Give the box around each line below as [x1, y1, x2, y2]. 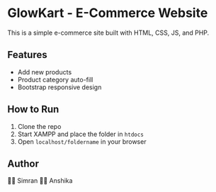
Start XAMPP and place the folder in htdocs [17, 130, 144, 138]
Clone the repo [17, 122, 62, 130]
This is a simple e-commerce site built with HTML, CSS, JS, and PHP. [7, 28, 210, 37]
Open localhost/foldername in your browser [17, 137, 147, 146]
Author [7, 157, 39, 169]
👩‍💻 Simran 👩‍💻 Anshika [7, 176, 73, 185]
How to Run [7, 103, 59, 115]
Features [7, 49, 47, 61]
